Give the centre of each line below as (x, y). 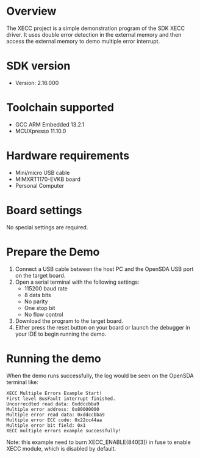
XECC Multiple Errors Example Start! (54, 393)
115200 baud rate (46, 288)
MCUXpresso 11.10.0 (41, 131)
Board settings (44, 210)
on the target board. (40, 275)
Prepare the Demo (53, 252)
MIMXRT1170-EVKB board (48, 179)
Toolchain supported (60, 108)
